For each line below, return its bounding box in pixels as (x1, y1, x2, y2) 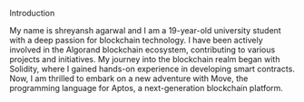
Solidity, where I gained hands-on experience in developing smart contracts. (9, 63, 295, 74)
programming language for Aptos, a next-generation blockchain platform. (9, 83, 284, 93)
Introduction (9, 8, 55, 18)
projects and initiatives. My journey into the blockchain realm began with (9, 54, 280, 64)
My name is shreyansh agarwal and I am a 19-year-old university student (9, 25, 281, 35)
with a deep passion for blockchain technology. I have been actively (9, 35, 263, 45)
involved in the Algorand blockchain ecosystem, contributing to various (9, 44, 276, 55)
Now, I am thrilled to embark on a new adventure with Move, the (9, 73, 249, 84)
